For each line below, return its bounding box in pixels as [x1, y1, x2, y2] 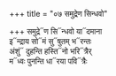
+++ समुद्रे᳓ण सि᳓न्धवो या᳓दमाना [9, 27, 103, 36]
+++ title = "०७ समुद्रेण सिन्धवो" [9, 9, 108, 19]
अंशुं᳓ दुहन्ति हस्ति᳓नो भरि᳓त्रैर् [9, 46, 92, 57]
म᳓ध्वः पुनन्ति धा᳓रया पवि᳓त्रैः [9, 56, 88, 66]
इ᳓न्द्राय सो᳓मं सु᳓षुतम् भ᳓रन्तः [9, 36, 92, 46]
